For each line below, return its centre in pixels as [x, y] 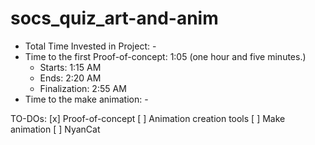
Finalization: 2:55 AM [83, 88]
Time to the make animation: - [86, 99]
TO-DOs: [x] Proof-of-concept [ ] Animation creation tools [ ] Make [148, 118]
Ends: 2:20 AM [70, 78]
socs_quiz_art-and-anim [114, 18]
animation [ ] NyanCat [55, 129]
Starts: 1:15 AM [70, 67]
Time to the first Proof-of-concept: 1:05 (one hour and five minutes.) [165, 56]
